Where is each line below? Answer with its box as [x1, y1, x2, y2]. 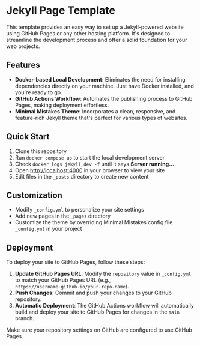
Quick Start [6, 131, 50, 142]
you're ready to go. [14, 88, 62, 96]
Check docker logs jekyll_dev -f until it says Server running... [14, 160, 175, 167]
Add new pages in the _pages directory [14, 212, 111, 219]
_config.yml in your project [14, 225, 82, 233]
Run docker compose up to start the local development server [14, 154, 165, 161]
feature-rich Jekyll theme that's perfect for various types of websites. [14, 114, 188, 121]
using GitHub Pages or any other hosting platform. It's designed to [6, 29, 171, 37]
